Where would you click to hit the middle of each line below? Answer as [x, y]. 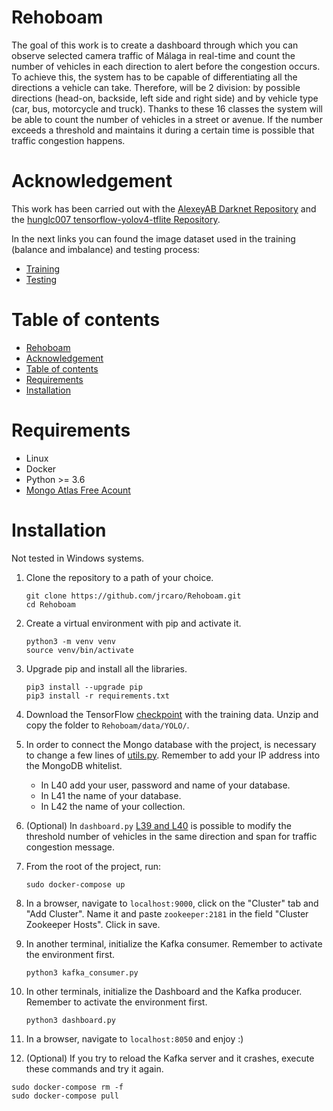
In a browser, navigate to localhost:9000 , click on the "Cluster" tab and [172, 903]
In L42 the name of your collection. [113, 806]
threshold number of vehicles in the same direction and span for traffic [171, 836]
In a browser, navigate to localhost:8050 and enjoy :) [134, 1038]
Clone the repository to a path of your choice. [119, 577]
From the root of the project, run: [93, 866]
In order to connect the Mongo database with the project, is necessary [171, 744]
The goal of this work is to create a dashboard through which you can [155, 45]
